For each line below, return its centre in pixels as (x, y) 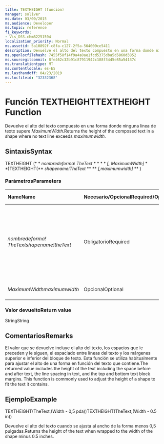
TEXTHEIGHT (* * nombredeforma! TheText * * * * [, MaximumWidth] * (76, 163)
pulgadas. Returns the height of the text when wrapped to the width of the (79, 431)
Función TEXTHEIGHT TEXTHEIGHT (78, 102)
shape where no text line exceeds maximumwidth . (56, 136)
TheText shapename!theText (40, 245)
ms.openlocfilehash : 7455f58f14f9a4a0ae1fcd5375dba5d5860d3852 (71, 55)
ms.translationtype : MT (29, 64)
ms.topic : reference (26, 28)
